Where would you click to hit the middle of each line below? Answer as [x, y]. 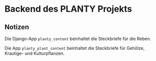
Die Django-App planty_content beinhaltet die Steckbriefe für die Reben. [78, 39]
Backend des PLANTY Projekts [68, 9]
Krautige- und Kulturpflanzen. [34, 53]
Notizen [17, 27]
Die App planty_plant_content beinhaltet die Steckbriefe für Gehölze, [75, 48]
